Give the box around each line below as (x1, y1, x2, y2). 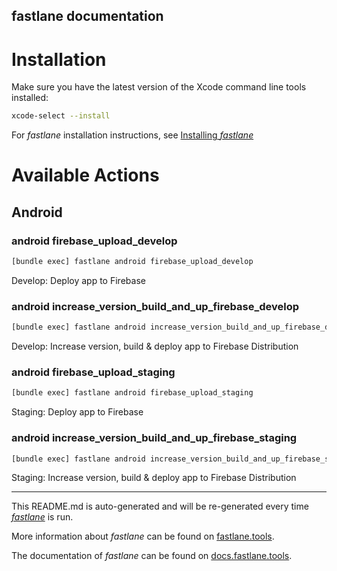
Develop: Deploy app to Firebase (11, 274, 146, 286)
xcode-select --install (11, 111, 111, 121)
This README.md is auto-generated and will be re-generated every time (11, 500, 309, 513)
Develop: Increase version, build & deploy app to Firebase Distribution (11, 340, 299, 353)
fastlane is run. (11, 511, 74, 523)
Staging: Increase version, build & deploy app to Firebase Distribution (11, 472, 297, 484)
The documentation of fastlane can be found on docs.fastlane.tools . (11, 550, 293, 562)
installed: (11, 92, 49, 104)
